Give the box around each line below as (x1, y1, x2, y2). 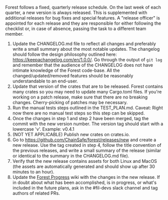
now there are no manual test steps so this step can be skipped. (12, 110, 145, 116)
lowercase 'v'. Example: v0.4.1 (12, 126, 75, 132)
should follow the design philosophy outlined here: (12, 51, 117, 57)
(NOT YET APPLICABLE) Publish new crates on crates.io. (12, 132, 130, 137)
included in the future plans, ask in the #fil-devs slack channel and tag (12, 185, 158, 190)
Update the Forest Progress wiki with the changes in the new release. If (12, 174, 160, 180)
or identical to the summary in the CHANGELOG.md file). (12, 153, 129, 159)
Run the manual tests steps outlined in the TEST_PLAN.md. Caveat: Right (12, 105, 163, 111)
